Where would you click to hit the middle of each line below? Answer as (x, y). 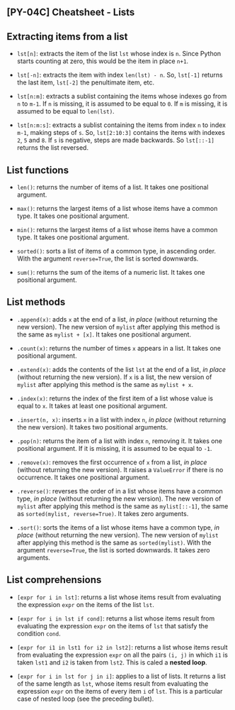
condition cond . (39, 633)
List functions (38, 170)
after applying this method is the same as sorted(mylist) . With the (114, 542)
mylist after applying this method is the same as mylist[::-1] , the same (122, 506)
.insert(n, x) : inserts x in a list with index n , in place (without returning (121, 420)
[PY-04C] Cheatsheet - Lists (71, 12)
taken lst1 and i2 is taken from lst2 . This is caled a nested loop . (112, 662)
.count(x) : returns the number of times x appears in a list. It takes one (119, 348)
